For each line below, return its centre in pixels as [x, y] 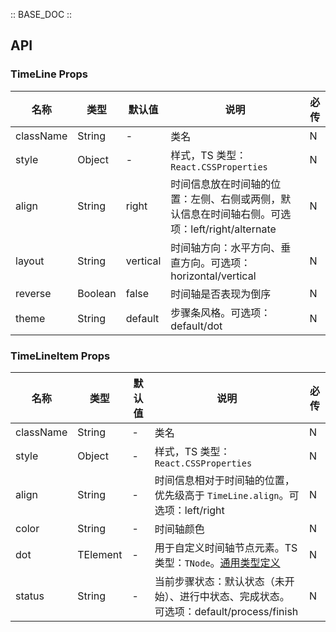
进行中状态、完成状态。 [234, 596]
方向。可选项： [216, 262]
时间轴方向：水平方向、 [226, 247]
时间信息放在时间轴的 [221, 184]
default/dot [196, 326]
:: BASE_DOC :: [41, 14]
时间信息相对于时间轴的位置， [224, 480]
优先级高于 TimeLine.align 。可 [227, 495]
